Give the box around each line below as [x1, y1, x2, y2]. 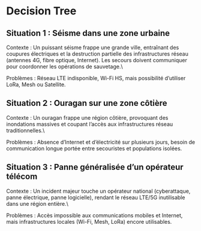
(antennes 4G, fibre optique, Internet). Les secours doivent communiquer [6, 57, 188, 63]
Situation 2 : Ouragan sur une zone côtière [6, 98, 167, 108]
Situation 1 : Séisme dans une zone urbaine [6, 28, 170, 38]
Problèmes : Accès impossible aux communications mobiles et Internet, [6, 211, 183, 219]
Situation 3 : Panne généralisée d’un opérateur [6, 162, 184, 172]
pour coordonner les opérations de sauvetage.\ [6, 63, 123, 70]
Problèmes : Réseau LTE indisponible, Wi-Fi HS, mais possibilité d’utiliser [6, 75, 186, 81]
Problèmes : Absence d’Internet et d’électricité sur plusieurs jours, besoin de [6, 138, 196, 145]
